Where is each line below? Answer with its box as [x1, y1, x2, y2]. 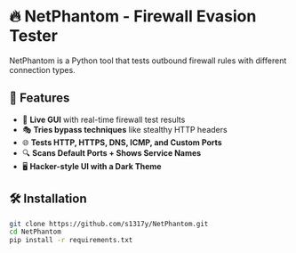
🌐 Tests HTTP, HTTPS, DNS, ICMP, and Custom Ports [21, 136, 222, 148]
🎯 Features [9, 91, 70, 106]
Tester [9, 26, 58, 46]
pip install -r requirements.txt [9, 236, 133, 245]
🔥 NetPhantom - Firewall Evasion [9, 6, 257, 27]
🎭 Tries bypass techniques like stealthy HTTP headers [21, 124, 228, 135]
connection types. [9, 64, 76, 75]
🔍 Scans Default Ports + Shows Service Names [21, 147, 202, 158]
